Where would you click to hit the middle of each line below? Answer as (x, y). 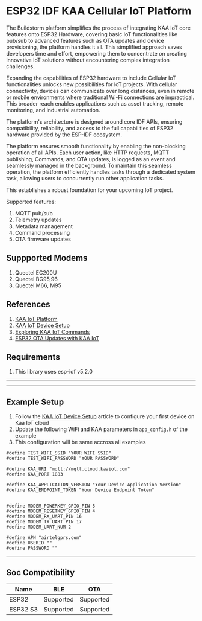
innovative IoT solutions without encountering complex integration (88, 60)
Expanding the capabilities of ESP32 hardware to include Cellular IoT (91, 78)
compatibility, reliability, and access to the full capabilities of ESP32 (90, 128)
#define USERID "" (29, 543)
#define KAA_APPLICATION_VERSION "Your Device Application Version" (94, 485)
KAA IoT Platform (36, 319)
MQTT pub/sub (34, 213)
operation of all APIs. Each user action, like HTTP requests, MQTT (88, 153)
